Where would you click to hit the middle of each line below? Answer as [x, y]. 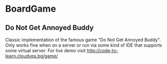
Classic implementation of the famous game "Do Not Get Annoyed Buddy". [83, 40]
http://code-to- [102, 51]
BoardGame [31, 9]
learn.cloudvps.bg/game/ [32, 56]
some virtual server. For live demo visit [46, 51]
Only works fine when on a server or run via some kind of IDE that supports [84, 45]
